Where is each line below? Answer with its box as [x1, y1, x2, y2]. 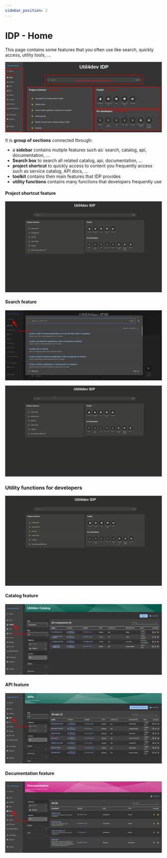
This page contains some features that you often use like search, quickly [5, 46, 154, 52]
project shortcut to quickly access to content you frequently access [12, 162, 153, 169]
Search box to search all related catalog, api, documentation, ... [12, 157, 143, 163]
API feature [5, 682, 29, 687]
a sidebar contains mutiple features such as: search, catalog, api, [12, 147, 147, 153]
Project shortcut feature [5, 190, 56, 196]
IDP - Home [5, 30, 53, 41]
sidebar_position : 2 [5, 8, 48, 13]
